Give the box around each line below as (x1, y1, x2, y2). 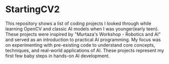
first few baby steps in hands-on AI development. (5, 52, 110, 59)
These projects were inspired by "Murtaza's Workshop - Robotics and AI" (5, 31, 161, 37)
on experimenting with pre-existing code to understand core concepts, (5, 42, 155, 48)
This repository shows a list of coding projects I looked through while (5, 20, 152, 26)
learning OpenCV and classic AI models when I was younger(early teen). (5, 25, 159, 31)
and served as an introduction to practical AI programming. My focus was (5, 37, 161, 43)
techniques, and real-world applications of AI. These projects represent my (5, 47, 164, 53)
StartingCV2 (5, 4, 60, 15)
